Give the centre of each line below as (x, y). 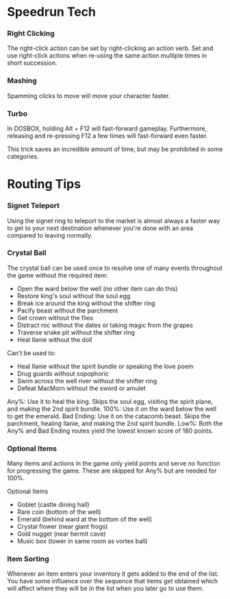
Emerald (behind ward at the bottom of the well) (85, 519)
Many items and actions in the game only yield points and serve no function (114, 464)
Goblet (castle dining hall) (53, 505)
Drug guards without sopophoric (63, 373)
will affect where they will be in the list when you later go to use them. (105, 589)
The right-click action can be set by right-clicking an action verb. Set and (110, 48)
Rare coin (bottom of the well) (59, 512)
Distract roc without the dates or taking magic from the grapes (105, 325)
